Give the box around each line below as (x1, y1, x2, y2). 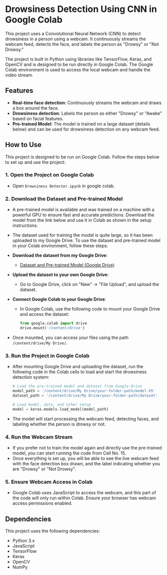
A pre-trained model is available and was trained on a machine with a (12, 207, 155, 213)
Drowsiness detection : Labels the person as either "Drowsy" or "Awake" (12, 110, 163, 116)
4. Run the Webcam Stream (5, 433, 73, 440)
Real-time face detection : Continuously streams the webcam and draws (12, 100, 162, 106)
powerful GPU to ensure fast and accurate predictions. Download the (12, 212, 155, 218)
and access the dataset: (19, 311, 70, 317)
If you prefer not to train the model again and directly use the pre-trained (12, 444, 162, 450)
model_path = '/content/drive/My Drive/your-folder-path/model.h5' (12, 389, 156, 394)
